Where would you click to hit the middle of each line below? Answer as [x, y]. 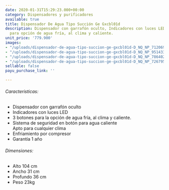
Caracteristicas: [22, 91]
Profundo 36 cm [29, 177]
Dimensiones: [19, 150]
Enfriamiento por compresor [42, 134]
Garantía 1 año [27, 139]
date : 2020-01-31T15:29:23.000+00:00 [45, 10]
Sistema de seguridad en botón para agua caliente [65, 123]
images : [13, 43]
